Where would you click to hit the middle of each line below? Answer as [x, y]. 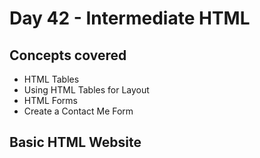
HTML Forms [50, 100]
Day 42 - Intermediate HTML [130, 18]
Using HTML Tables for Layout [86, 90]
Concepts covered [68, 55]
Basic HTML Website [75, 142]
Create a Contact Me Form [78, 111]
